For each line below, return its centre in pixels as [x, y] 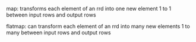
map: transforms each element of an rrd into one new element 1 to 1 [89, 9]
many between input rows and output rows [59, 33]
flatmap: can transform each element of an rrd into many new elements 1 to [98, 26]
